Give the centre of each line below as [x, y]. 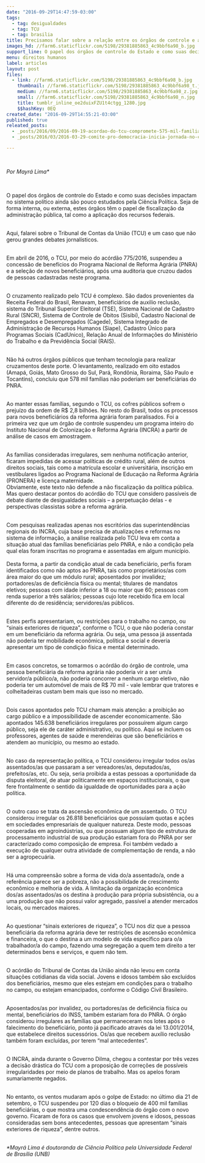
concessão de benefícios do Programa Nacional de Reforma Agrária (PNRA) [102, 264]
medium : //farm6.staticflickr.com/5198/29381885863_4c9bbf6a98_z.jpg [108, 92]
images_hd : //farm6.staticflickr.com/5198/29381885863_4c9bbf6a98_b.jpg [101, 46]
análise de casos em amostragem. [49, 436]
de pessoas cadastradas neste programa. [59, 277]
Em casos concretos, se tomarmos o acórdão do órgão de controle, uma [97, 665]
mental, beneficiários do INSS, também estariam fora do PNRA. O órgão [97, 1014]
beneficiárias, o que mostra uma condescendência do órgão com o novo [98, 1109]
